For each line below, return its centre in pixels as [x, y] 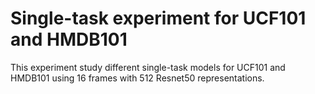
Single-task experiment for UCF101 [158, 18]
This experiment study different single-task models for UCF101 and [148, 67]
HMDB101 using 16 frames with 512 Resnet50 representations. [137, 78]
